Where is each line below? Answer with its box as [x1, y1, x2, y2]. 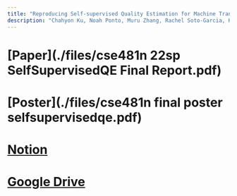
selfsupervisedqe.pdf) [7, 109, 142, 125]
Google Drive [7, 174, 86, 190]
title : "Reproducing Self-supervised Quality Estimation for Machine [7, 10, 217, 18]
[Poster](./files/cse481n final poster [7, 94, 224, 110]
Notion [7, 142, 48, 158]
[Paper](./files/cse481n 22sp [7, 47, 181, 63]
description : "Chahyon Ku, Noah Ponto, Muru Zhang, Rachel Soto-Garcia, [7, 17, 226, 24]
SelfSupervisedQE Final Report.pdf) [7, 62, 222, 78]
